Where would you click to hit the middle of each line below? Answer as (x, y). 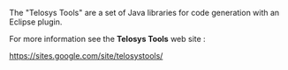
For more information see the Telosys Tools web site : (107, 39)
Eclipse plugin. (36, 22)
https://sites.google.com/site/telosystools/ (86, 56)
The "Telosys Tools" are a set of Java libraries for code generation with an (144, 13)
